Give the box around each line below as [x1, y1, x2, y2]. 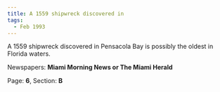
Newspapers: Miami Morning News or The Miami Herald [7, 63, 174, 72]
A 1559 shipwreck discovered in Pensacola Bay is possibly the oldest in [7, 43, 214, 51]
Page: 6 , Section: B [7, 77, 63, 85]
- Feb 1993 [13, 23, 46, 30]
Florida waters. [7, 49, 51, 58]
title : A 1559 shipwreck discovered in [7, 10, 124, 17]
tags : [7, 17, 23, 24]
